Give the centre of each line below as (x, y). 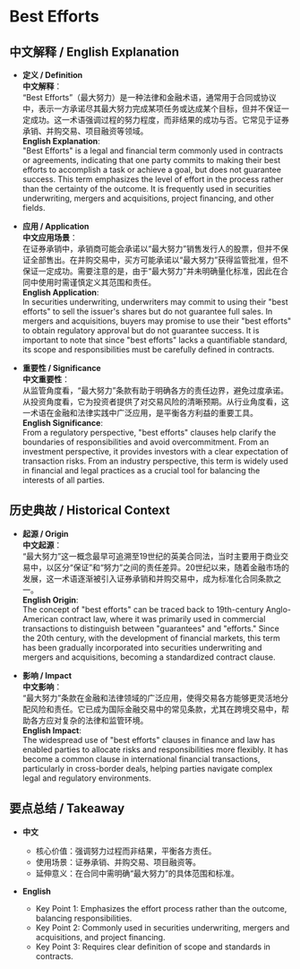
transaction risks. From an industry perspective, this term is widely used (155, 461)
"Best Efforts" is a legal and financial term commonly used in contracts (153, 151)
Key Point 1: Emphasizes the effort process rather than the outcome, (161, 908)
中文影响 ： (42, 687)
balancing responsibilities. (84, 918)
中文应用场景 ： (50, 238)
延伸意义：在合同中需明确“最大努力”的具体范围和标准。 (137, 873)
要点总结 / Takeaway (67, 809)
